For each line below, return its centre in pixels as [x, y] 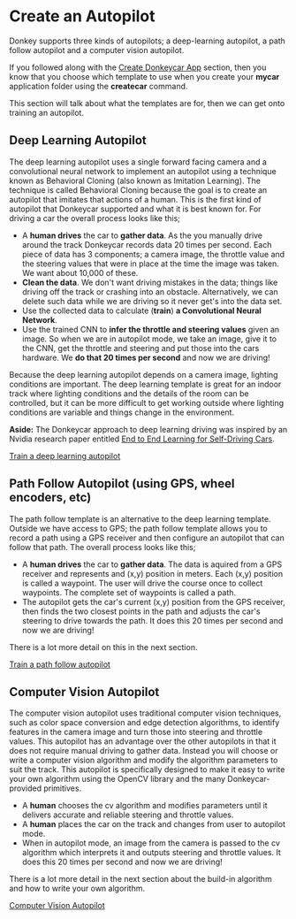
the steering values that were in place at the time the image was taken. [151, 264]
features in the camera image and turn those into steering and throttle [136, 732]
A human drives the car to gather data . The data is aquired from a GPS [152, 564]
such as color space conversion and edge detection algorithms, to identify [144, 723]
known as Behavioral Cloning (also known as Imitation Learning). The [135, 180]
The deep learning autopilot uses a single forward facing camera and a [138, 162]
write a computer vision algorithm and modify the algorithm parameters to [144, 760]
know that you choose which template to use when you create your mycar [144, 76]
